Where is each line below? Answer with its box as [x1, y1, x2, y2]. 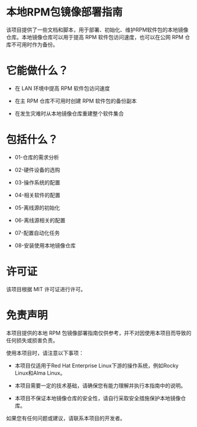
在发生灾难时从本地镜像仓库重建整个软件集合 [14, 110, 124, 117]
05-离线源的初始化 [14, 204, 60, 211]
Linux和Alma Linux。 [14, 369, 66, 377]
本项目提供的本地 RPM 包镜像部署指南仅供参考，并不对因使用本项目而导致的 [6, 329, 192, 336]
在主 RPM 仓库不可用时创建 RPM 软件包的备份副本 [14, 97, 137, 104]
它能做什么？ [6, 64, 69, 78]
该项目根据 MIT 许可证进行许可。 [6, 285, 86, 292]
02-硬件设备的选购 [14, 166, 60, 173]
